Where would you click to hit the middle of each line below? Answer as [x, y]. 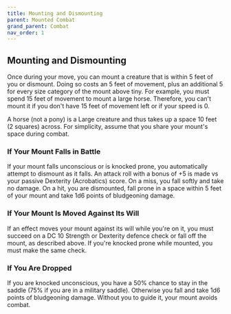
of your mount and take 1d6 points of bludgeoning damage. [91, 195]
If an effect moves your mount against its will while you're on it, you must [110, 228]
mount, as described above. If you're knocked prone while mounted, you [110, 243]
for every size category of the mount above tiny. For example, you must [108, 92]
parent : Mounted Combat [41, 20]
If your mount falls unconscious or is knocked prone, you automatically [108, 167]
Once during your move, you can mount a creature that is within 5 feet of [110, 77]
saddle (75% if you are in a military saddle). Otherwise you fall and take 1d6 [114, 290]
